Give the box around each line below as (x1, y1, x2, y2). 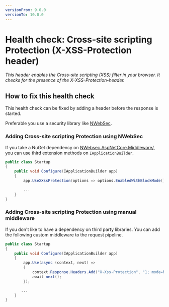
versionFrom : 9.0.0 (5, 7, 46, 13)
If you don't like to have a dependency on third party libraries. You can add (5, 226, 160, 232)
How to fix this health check (5, 92, 95, 100)
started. (5, 110, 22, 116)
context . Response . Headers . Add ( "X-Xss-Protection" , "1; (32, 270, 150, 275)
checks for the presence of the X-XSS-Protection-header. (5, 77, 125, 83)
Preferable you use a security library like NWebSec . (5, 120, 112, 127)
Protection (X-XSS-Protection (5, 44, 132, 56)
